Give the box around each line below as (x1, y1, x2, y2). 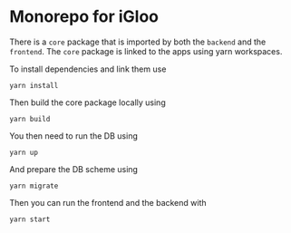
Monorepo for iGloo (9, 6, 159, 27)
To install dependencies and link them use (9, 63, 167, 74)
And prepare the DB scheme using (9, 163, 139, 174)
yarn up (9, 148, 39, 157)
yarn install (9, 81, 59, 90)
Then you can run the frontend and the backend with (9, 197, 207, 208)
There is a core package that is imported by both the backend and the (9, 36, 267, 47)
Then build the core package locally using (9, 97, 166, 108)
